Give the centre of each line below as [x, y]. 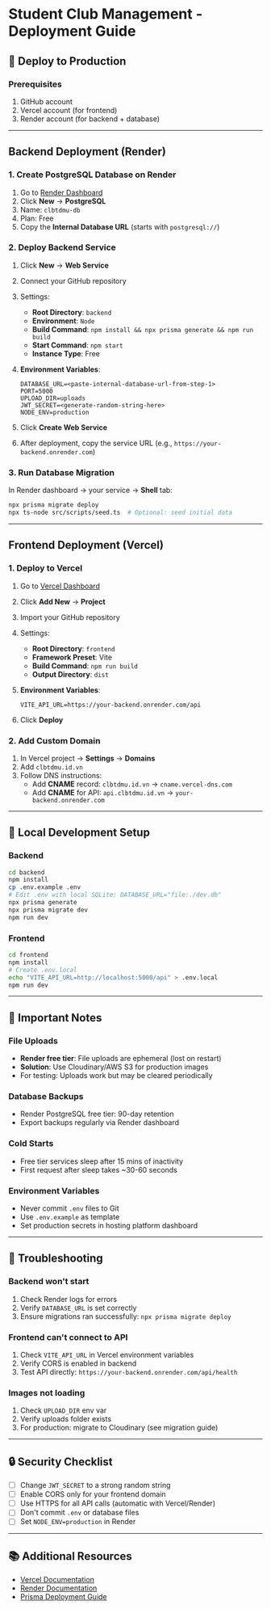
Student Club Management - [106, 14]
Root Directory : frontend [73, 648]
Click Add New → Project [63, 601]
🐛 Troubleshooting [56, 1259]
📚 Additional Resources [71, 1556]
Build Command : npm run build [85, 666]
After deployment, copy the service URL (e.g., [96, 443]
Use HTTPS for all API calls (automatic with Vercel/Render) [118, 1503]
